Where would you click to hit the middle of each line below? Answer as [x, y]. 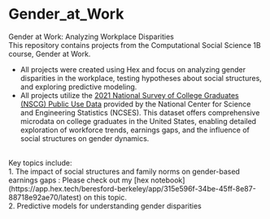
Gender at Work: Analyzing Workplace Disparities [91, 36]
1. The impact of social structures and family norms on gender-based [124, 171]
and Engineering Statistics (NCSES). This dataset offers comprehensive [140, 112]
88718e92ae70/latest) [45, 197]
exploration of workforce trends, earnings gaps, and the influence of [135, 130]
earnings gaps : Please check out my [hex [78, 180]
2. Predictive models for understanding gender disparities [105, 206]
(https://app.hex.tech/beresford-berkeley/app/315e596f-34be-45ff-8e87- [132, 188]
